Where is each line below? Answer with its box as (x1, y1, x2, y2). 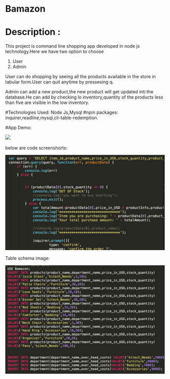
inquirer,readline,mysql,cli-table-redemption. (5, 115, 99, 121)
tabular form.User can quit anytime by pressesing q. (5, 79, 114, 85)
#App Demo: (5, 125, 32, 131)
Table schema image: (5, 255, 50, 261)
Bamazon (5, 3, 46, 15)
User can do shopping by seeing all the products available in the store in (5, 74, 156, 80)
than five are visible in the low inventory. (5, 99, 90, 106)
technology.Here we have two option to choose (5, 49, 104, 55)
